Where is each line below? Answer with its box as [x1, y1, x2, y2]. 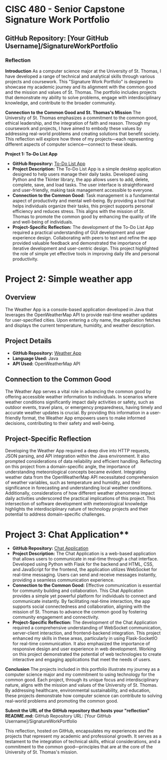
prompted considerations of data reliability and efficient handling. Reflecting [5, 458, 162, 464]
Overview [5, 293, 36, 302]
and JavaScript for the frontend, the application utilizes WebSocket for [12, 567, 158, 572]
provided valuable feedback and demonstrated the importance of [12, 240, 147, 246]
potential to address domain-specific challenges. [5, 511, 106, 517]
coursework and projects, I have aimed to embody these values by [5, 125, 142, 131]
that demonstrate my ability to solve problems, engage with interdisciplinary [5, 94, 161, 100]
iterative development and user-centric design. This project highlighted [12, 245, 159, 251]
